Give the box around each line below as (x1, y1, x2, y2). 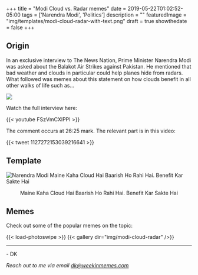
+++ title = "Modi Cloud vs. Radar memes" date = (6, 5, 127, 12)
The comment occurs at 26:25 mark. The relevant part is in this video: (6, 127, 176, 134)
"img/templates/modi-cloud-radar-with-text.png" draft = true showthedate (6, 18, 187, 24)
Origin (6, 41, 29, 51)
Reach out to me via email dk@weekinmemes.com (6, 262, 129, 269)
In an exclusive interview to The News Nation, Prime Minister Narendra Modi (6, 56, 192, 64)
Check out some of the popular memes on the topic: (6, 222, 133, 229)
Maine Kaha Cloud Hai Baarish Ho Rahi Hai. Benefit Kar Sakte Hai (19, 189, 179, 196)
